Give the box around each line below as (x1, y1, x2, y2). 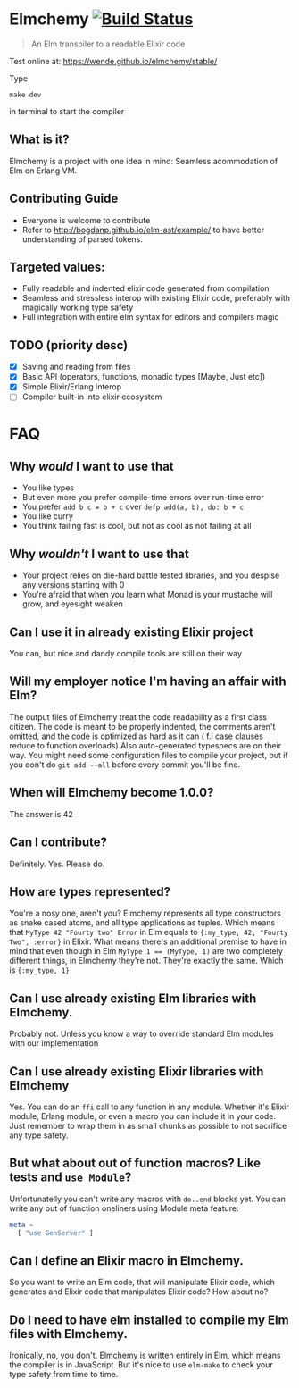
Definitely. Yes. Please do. (9, 858, 105, 869)
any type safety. (9, 1130, 69, 1141)
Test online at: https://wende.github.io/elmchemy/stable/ (9, 55, 218, 66)
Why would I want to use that (9, 459, 174, 474)
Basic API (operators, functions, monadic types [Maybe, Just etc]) (21, 372, 266, 382)
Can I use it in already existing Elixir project (9, 624, 254, 640)
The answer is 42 (9, 808, 73, 819)
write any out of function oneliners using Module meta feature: (9, 1202, 239, 1214)
